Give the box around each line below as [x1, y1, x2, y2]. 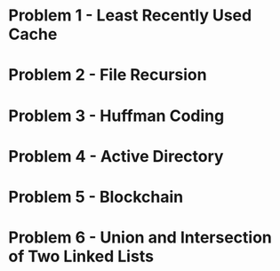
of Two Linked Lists [8, 246, 155, 267]
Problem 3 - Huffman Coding [8, 106, 225, 125]
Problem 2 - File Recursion [8, 65, 207, 85]
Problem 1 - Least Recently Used [8, 5, 252, 26]
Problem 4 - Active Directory [8, 146, 224, 166]
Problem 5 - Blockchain [8, 187, 184, 207]
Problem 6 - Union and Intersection [8, 227, 273, 248]
